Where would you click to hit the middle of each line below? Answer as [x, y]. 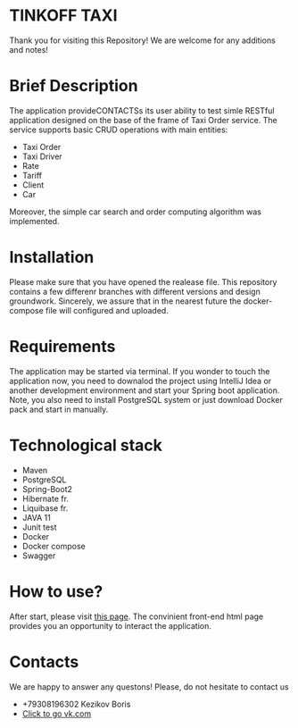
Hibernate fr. [46, 498]
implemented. [34, 221]
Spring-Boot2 [47, 489]
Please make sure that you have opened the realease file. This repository [143, 281]
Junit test [39, 527]
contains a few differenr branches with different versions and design [135, 291]
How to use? [56, 591]
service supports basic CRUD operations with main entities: [119, 130]
